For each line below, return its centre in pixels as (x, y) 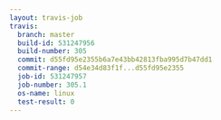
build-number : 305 (53, 51)
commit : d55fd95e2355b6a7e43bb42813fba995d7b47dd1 (115, 60)
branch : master (46, 34)
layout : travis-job (46, 18)
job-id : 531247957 (53, 77)
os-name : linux (46, 93)
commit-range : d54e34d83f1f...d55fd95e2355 (101, 69)
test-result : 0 (46, 102)
